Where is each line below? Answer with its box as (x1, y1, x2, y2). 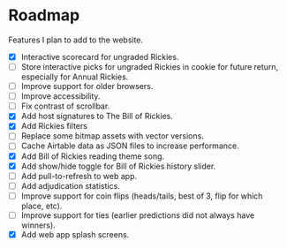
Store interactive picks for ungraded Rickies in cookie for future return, (20, 62, 279, 71)
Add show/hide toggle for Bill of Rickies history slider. (20, 161, 216, 171)
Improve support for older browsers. (20, 81, 154, 92)
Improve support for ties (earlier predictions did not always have (20, 209, 255, 221)
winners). (20, 220, 57, 230)
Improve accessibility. (20, 91, 101, 101)
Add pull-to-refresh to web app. (20, 170, 138, 181)
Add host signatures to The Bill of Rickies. (20, 111, 174, 122)
